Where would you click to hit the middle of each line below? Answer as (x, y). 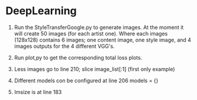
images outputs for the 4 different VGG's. (64, 46)
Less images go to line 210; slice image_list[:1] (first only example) (94, 69)
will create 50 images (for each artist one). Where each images (91, 33)
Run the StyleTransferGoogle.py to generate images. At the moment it (99, 27)
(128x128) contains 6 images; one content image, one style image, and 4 (103, 40)
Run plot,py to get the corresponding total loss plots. (78, 57)
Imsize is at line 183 (38, 92)
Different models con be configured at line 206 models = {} (86, 80)
